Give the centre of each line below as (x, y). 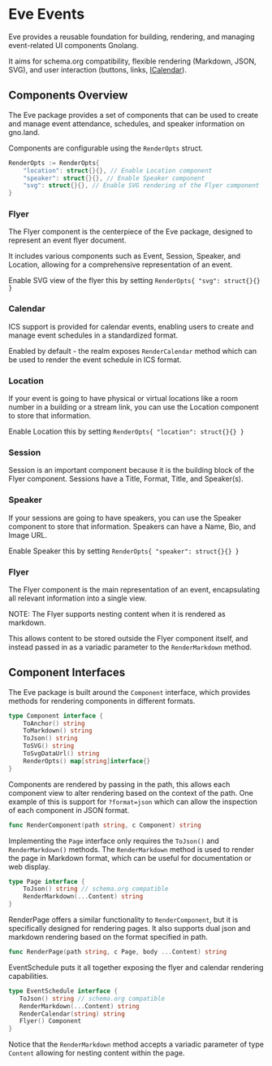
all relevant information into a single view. (78, 598)
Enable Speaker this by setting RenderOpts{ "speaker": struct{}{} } (124, 551)
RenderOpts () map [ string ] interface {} (87, 761)
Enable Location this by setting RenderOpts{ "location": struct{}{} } (126, 431)
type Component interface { (56, 716)
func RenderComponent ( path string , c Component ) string (105, 825)
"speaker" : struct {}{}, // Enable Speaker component (114, 178)
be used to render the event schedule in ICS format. (95, 360)
